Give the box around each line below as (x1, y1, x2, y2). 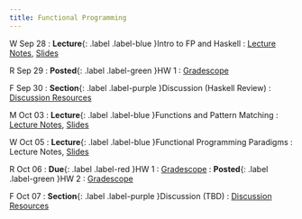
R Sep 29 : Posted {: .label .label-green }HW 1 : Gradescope (9, 65, 230, 76)
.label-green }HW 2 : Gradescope (9, 173, 133, 184)
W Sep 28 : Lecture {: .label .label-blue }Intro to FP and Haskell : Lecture (9, 38, 277, 49)
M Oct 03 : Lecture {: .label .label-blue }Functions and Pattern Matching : (9, 109, 279, 120)
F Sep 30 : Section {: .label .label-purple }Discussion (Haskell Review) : (9, 82, 272, 93)
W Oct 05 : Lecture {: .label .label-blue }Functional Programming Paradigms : (9, 136, 293, 147)
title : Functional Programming (9, 13, 127, 23)
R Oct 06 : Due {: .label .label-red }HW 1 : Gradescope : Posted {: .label (9, 163, 269, 174)
